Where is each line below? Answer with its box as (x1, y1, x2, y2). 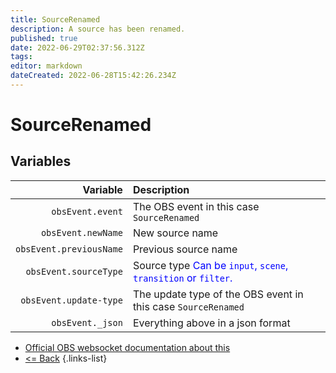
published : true (10, 33, 78, 43)
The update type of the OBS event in (132, 287, 304, 301)
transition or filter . (132, 271, 233, 285)
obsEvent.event (51, 206, 123, 217)
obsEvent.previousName (15, 243, 123, 255)
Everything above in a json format (132, 316, 291, 330)
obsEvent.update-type (20, 294, 123, 306)
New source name (132, 226, 219, 240)
